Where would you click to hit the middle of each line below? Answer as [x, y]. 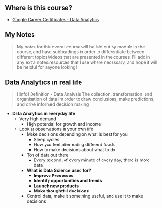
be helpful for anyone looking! [47, 67]
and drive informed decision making [53, 104]
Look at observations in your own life [56, 129]
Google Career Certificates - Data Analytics [56, 19]
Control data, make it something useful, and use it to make [85, 196]
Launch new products [56, 186]
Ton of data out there [48, 155]
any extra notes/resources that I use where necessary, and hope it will [87, 62]
